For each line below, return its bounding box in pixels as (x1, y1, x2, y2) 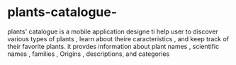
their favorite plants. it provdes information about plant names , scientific (7, 42, 220, 50)
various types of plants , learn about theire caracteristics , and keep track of (7, 34, 229, 43)
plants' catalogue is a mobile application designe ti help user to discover (7, 27, 218, 36)
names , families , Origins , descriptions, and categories (7, 50, 170, 58)
